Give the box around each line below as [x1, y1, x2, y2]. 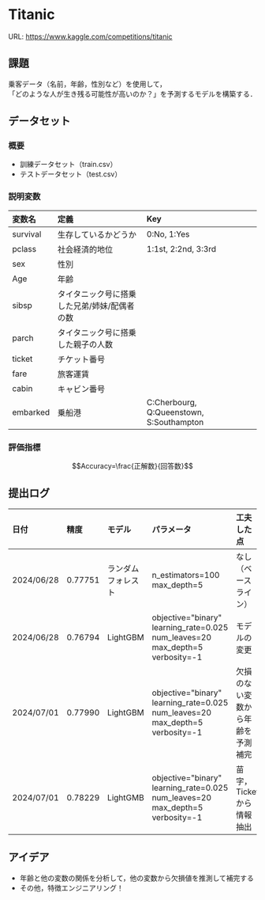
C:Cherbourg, [146, 397, 197, 408]
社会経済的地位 [58, 244, 114, 255]
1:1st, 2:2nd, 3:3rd [146, 243, 217, 254]
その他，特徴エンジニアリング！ [19, 883, 124, 892]
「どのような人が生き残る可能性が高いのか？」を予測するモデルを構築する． [8, 89, 257, 98]
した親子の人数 [58, 339, 114, 350]
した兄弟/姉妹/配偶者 [58, 300, 135, 311]
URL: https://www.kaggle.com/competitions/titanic [8, 32, 173, 41]
